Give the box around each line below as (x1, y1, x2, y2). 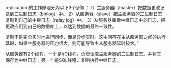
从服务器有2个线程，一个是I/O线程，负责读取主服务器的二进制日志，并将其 (5, 51, 162, 57)
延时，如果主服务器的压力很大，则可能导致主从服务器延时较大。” (5, 40, 139, 46)
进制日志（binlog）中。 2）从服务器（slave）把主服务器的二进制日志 (18, 11, 163, 17)
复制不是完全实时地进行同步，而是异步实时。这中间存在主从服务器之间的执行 (5, 34, 166, 40)
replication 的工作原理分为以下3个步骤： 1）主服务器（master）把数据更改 (5, 5, 160, 10)
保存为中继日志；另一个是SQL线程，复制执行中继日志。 (5, 57, 121, 63)
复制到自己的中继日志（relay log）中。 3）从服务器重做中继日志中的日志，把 (5, 17, 166, 23)
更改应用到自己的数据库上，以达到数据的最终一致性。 (5, 23, 117, 29)
